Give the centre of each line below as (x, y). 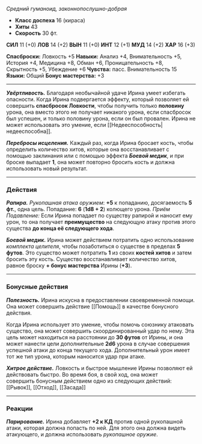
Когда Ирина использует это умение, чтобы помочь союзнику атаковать (100, 324)
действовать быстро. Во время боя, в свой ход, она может (82, 374)
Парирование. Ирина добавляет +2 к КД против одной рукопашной (95, 421)
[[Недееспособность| (135, 125)
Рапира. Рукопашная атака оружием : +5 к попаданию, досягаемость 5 (99, 203)
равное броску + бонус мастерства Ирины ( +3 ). (69, 266)
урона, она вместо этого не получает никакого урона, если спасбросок (99, 112)
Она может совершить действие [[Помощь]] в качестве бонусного (92, 306)
